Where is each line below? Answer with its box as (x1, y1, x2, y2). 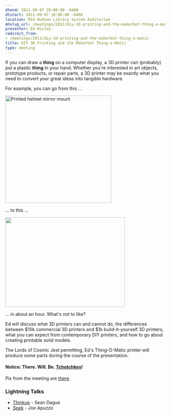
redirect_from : (5, 31, 38, 36)
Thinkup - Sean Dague (12, 400, 60, 406)
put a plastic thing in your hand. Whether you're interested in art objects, (5, 65, 158, 71)
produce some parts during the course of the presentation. (5, 352, 129, 359)
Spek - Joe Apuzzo (12, 405, 53, 411)
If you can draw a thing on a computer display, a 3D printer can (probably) (5, 59, 162, 65)
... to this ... (5, 207, 29, 213)
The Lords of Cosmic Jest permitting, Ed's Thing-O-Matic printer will (5, 347, 150, 353)
